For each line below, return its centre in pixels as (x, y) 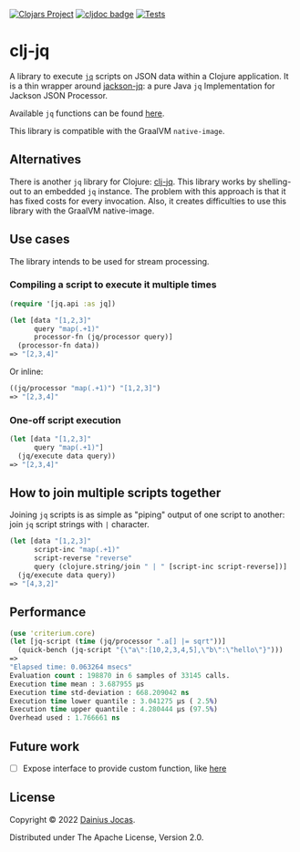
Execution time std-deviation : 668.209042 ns (99, 692)
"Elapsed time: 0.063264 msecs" (71, 667)
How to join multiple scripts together (115, 493)
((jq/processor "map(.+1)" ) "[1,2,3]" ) (85, 389)
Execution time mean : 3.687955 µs (77, 684)
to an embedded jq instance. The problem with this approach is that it (155, 191)
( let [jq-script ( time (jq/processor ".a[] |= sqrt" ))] (118, 642)
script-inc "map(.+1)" (77, 550)
